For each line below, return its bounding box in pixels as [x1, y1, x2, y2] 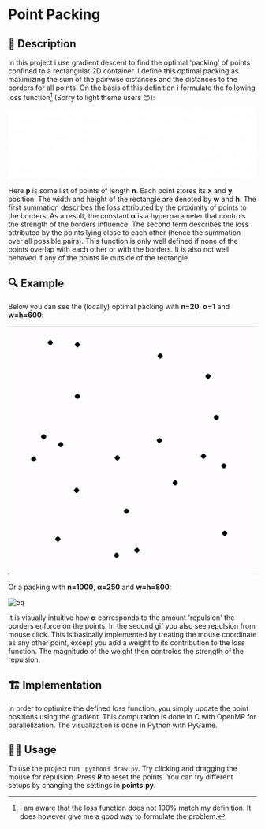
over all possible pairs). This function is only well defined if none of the [8, 236, 238, 245]
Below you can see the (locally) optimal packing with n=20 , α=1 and [8, 301, 230, 311]
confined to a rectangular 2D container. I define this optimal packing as [8, 66, 239, 76]
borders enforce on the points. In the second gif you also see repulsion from [8, 621, 256, 630]
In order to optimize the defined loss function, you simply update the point [8, 704, 249, 713]
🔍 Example [8, 277, 65, 290]
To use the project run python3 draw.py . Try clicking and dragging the [8, 764, 238, 774]
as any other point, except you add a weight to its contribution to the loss [8, 637, 245, 648]
